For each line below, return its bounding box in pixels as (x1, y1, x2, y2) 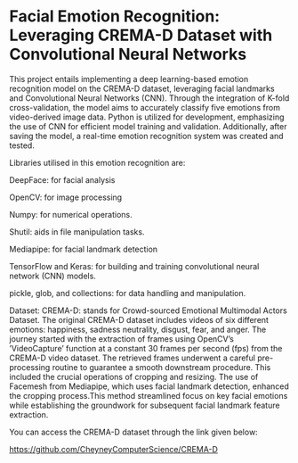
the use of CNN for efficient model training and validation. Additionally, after (9, 120, 287, 131)
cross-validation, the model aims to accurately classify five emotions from (9, 102, 280, 112)
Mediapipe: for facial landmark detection (9, 244, 158, 254)
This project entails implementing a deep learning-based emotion (9, 73, 249, 84)
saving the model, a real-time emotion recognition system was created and (9, 130, 284, 141)
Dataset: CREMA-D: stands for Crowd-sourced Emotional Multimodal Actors (9, 305, 287, 316)
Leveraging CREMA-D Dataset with (9, 25, 273, 45)
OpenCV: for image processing (9, 192, 123, 203)
